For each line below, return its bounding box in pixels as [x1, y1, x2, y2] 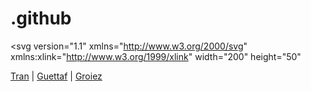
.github [10, 7, 72, 30]
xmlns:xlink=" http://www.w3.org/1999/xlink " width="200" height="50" [10, 50, 302, 62]
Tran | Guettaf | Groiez [10, 70, 103, 82]
